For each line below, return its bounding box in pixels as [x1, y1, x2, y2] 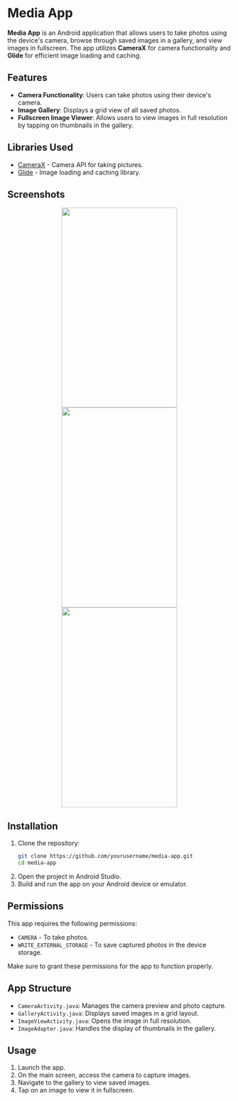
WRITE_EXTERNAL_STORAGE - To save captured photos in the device [17, 940, 207, 949]
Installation [7, 820, 58, 832]
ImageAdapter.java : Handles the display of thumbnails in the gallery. [17, 1024, 217, 1032]
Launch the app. [17, 1063, 66, 1072]
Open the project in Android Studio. [17, 872, 122, 881]
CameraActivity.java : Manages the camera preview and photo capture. [17, 1001, 227, 1010]
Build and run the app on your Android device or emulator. [17, 879, 188, 888]
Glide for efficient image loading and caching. [7, 51, 142, 60]
